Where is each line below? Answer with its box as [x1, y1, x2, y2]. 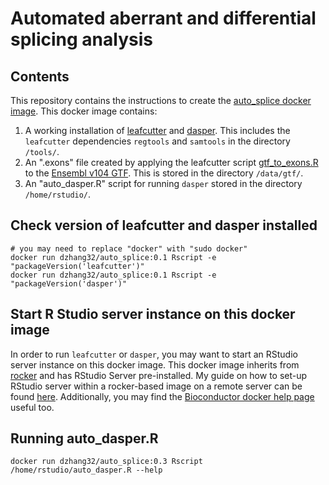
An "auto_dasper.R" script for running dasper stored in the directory [24, 178, 303, 189]
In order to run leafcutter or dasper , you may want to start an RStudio [10, 348, 298, 360]
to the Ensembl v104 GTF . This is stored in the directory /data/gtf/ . [24, 167, 304, 179]
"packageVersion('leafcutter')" [10, 261, 145, 271]
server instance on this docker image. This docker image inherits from [10, 358, 300, 371]
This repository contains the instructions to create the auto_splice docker [10, 95, 312, 106]
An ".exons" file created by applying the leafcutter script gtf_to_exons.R [24, 157, 319, 168]
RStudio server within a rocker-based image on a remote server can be [10, 380, 303, 392]
